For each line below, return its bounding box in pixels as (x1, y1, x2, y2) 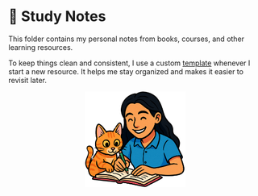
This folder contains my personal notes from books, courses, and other (8, 34, 244, 44)
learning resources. (8, 42, 73, 52)
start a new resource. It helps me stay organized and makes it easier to (8, 66, 244, 76)
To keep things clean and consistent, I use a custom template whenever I (8, 58, 251, 68)
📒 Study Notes (8, 7, 106, 26)
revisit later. (8, 75, 47, 85)
